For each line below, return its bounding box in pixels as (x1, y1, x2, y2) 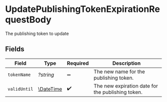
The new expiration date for (93, 82, 158, 89)
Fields (5, 45, 25, 53)
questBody (5, 14, 52, 25)
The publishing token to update (5, 30, 69, 36)
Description (112, 60, 141, 67)
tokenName (7, 72, 31, 78)
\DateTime (38, 86, 62, 93)
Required (67, 60, 89, 67)
